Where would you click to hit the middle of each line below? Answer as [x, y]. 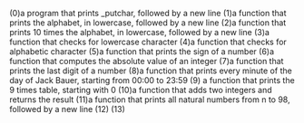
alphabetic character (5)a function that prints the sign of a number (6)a [142, 52]
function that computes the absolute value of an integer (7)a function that [147, 61]
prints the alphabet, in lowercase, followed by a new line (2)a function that [148, 23]
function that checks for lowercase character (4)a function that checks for [148, 42]
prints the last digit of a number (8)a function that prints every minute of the [151, 71]
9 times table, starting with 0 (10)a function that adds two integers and [141, 90]
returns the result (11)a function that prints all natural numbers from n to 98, [150, 99]
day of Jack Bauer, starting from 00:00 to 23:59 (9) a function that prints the [152, 80]
